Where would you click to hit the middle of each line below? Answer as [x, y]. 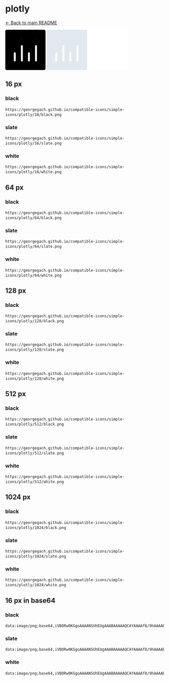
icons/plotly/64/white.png [33, 275]
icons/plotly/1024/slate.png [36, 557]
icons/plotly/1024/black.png [36, 527]
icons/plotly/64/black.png [33, 218]
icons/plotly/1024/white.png [36, 585]
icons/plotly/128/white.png [35, 379]
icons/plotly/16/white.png [33, 172]
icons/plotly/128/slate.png [35, 350]
